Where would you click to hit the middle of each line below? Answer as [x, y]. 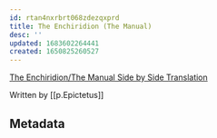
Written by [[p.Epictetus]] [57, 95]
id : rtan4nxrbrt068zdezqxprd [64, 18]
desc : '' [26, 34]
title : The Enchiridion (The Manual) [81, 26]
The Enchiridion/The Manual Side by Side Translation [109, 77]
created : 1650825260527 [54, 52]
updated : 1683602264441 [54, 43]
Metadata [37, 123]
